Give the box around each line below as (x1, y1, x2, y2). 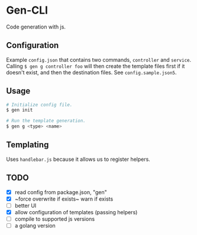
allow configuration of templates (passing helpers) (14, 208, 138, 215)
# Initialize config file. (6, 101, 73, 107)
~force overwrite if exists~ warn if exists (14, 195, 114, 202)
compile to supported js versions (14, 215, 95, 223)
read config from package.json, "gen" (14, 188, 108, 196)
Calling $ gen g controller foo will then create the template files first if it (6, 62, 185, 69)
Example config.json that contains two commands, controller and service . (6, 56, 192, 63)
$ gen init (6, 107, 33, 113)
